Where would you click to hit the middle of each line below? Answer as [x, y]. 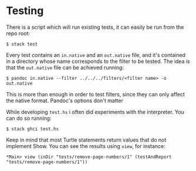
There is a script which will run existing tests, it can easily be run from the [95, 27]
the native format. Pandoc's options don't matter [65, 100]
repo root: [18, 33]
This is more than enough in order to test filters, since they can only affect [95, 94]
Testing [25, 11]
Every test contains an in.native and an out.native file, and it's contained [96, 55]
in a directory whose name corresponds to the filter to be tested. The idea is [98, 61]
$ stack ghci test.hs [33, 129]
